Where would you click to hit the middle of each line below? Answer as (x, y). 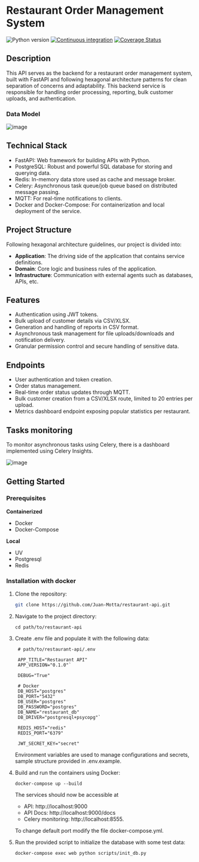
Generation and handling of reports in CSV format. (77, 327)
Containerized (25, 511)
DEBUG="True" (34, 675)
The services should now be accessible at (67, 794)
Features (23, 300)
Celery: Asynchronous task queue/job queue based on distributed (96, 186)
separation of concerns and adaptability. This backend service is (86, 86)
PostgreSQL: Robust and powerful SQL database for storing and (94, 166)
